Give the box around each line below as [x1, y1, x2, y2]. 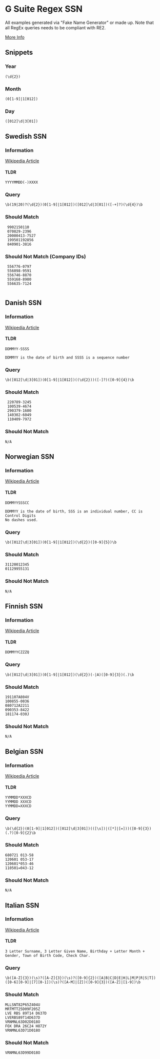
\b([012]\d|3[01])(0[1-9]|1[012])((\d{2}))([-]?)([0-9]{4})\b [5, 378, 134, 382]
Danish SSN [5, 299, 42, 307]
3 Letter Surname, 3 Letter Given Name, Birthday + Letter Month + [5, 949, 145, 954]
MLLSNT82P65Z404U [5, 1002, 40, 1007]
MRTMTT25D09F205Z [5, 1006, 40, 1012]
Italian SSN [5, 901, 40, 910]
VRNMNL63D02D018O [5, 1019, 40, 1024]
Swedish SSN [5, 132, 47, 140]
